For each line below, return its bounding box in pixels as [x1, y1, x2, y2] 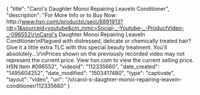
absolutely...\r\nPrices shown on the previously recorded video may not [6, 50, 185, 57]
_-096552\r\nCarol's [6, 31, 58, 38]
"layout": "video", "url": [6, 76, 64, 83]
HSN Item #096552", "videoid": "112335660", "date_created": [6, 63, 159, 70]
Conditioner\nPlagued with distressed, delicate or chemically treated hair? [6, 38, 192, 44]
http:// [6, 18, 22, 25]
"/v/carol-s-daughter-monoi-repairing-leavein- [65, 76, 182, 83]
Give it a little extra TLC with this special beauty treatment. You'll [6, 44, 168, 51]
